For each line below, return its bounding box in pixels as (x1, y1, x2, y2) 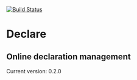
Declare (6, 27, 47, 41)
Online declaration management (6, 51, 131, 62)
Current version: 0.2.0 (6, 68, 61, 75)
